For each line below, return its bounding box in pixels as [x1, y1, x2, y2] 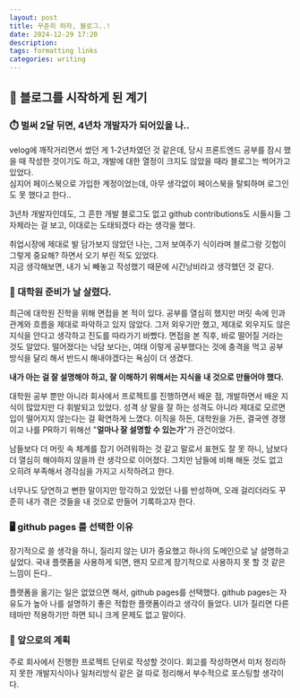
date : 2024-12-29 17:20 [9, 30, 99, 39]
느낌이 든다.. [9, 568, 53, 579]
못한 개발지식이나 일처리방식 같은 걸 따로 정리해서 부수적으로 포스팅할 [18, 667, 261, 678]
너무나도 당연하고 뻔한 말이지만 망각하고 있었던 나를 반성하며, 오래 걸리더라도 [9, 484, 278, 495]
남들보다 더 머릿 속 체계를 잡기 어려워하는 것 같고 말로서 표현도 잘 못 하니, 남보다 [9, 443, 288, 454]
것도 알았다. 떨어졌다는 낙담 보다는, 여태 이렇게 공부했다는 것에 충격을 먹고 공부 [9, 341, 284, 352]
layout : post [9, 13, 58, 22]
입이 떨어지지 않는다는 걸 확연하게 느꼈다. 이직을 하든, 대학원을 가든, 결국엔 [9, 413, 270, 423]
